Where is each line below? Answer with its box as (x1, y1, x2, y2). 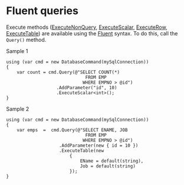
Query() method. (6, 36, 47, 43)
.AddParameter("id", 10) (56, 84, 117, 91)
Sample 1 (6, 47, 28, 54)
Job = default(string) (80, 163, 136, 169)
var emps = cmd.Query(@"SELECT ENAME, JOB (17, 127, 128, 133)
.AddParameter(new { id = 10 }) (58, 143, 139, 148)
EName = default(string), (80, 158, 144, 164)
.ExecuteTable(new (58, 147, 104, 154)
